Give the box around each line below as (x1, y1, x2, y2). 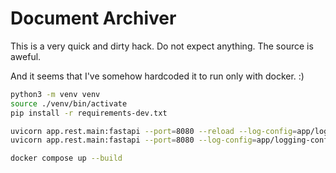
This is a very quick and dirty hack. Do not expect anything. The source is (10, 40, 314, 52)
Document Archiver (10, 7, 177, 30)
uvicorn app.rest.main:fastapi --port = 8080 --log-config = (10, 135, 257, 146)
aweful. (10, 50, 42, 62)
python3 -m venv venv (10, 89, 101, 99)
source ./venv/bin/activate (10, 98, 128, 109)
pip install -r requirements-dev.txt (10, 108, 168, 118)
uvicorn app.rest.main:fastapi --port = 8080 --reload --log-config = (10, 126, 298, 136)
